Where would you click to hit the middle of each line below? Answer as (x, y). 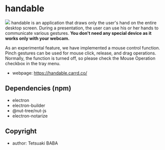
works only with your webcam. (37, 38)
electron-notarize (30, 116)
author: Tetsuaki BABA (35, 143)
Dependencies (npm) (38, 88)
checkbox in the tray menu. (33, 63)
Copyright (21, 131)
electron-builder (29, 105)
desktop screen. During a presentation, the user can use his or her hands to (82, 28)
